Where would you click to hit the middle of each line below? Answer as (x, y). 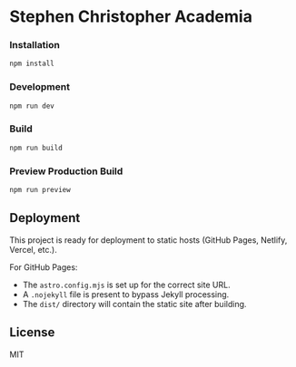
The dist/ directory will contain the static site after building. (134, 304)
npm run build (36, 148)
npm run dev (32, 106)
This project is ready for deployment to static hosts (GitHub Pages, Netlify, (148, 240)
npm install (32, 64)
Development (40, 87)
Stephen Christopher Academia (131, 17)
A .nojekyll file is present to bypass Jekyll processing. (126, 294)
